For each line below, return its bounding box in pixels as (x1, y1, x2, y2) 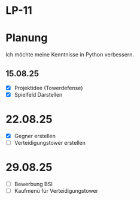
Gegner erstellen (14, 133, 56, 139)
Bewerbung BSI (14, 181, 53, 188)
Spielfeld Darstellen (14, 91, 63, 98)
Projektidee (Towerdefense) (14, 84, 83, 91)
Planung (5, 31, 48, 45)
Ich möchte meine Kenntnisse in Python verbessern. (5, 51, 135, 58)
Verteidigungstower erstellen (14, 139, 86, 147)
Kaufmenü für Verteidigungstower (14, 187, 98, 195)
